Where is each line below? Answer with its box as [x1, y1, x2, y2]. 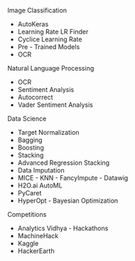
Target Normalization [17, 128, 80, 136]
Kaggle [17, 239, 39, 247]
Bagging [17, 135, 43, 144]
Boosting [17, 143, 44, 152]
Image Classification [7, 6, 67, 14]
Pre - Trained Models [17, 43, 80, 51]
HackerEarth [17, 247, 55, 255]
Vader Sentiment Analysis [17, 101, 94, 109]
